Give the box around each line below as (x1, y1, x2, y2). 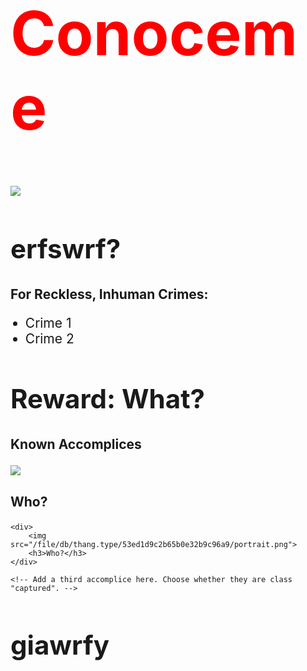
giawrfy (10, 629, 110, 662)
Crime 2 (24, 330, 75, 347)
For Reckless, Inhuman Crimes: (10, 285, 209, 303)
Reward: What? (10, 382, 206, 416)
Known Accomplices (10, 436, 142, 453)
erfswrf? (10, 232, 122, 265)
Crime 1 (24, 314, 72, 331)
